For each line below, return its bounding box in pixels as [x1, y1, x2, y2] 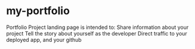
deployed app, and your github [6, 36, 82, 43]
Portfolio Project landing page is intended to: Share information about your [6, 24, 189, 31]
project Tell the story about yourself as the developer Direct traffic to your [6, 30, 188, 37]
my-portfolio [6, 4, 70, 18]
